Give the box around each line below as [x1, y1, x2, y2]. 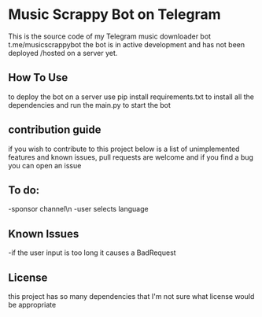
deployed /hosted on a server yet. [8, 48, 118, 57]
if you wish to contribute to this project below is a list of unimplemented [8, 144, 240, 153]
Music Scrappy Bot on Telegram [8, 6, 222, 24]
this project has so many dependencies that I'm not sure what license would [8, 292, 255, 300]
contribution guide [8, 123, 101, 137]
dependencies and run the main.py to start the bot [8, 100, 172, 109]
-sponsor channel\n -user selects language [8, 205, 149, 214]
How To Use [8, 71, 68, 84]
